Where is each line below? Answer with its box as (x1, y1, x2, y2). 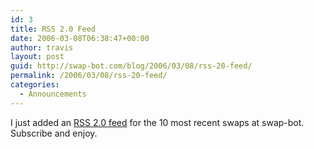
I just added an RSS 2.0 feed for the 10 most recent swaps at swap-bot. (10, 116, 305, 128)
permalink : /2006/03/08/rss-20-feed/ (10, 71, 168, 81)
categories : (10, 80, 60, 90)
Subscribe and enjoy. (10, 127, 98, 139)
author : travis (10, 42, 74, 53)
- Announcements (19, 89, 87, 99)
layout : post (10, 52, 65, 62)
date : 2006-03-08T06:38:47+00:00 (10, 33, 150, 43)
